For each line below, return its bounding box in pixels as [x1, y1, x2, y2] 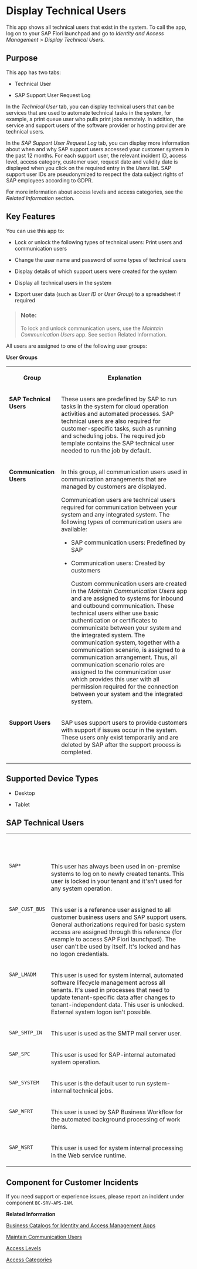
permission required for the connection [71, 682, 179, 691]
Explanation [107, 374, 142, 382]
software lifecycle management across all [50, 978, 165, 987]
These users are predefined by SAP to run [61, 395, 177, 403]
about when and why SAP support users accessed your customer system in [6, 145, 189, 152]
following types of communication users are [61, 518, 182, 526]
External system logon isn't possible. [50, 1008, 152, 1016]
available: [61, 525, 87, 533]
